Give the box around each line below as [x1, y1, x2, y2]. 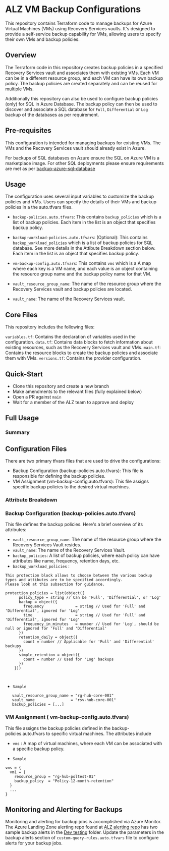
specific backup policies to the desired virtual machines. [12, 484, 130, 490]
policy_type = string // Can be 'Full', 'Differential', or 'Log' [18, 595, 161, 600]
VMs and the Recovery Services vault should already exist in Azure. [5, 145, 146, 151]
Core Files [5, 310, 38, 319]
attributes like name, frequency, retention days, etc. [12, 558, 120, 564]
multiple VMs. [5, 86, 34, 92]
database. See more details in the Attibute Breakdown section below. [12, 245, 156, 251]
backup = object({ [18, 599, 58, 605]
